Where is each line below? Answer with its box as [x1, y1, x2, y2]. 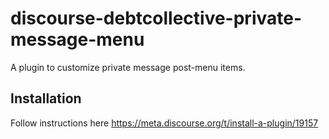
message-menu [10, 28, 145, 51]
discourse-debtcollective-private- [10, 7, 302, 30]
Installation [10, 90, 82, 107]
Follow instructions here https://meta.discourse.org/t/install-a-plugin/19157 [10, 117, 319, 129]
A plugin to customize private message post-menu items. [10, 61, 246, 73]
